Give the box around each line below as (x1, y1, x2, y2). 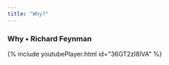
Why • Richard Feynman (7, 33, 92, 43)
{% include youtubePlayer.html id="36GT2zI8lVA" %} (7, 49, 163, 58)
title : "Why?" (7, 10, 49, 18)
